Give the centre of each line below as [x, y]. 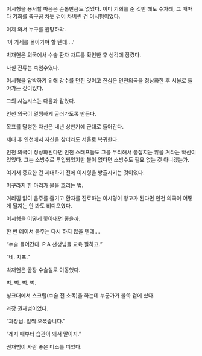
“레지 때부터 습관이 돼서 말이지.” [44, 334]
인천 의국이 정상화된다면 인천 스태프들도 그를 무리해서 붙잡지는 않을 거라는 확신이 [101, 152]
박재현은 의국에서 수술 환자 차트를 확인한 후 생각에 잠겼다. [74, 55]
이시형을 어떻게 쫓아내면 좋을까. [43, 218]
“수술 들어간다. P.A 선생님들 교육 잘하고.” [54, 244]
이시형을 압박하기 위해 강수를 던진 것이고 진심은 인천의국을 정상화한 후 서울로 [96, 81]
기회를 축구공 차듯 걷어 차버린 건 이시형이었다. [66, 16]
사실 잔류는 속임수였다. [33, 68]
